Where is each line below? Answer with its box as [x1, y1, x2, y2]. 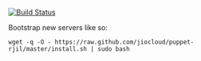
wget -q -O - [8, 38, 52, 46]
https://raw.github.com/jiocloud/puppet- [54, 38, 195, 46]
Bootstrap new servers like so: [8, 23, 108, 32]
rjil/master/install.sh [8, 45, 88, 53]
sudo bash [97, 45, 130, 53]
